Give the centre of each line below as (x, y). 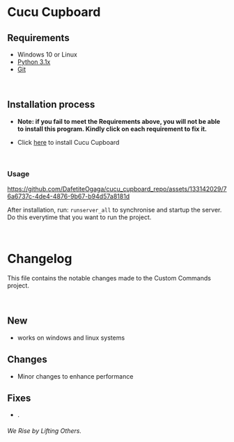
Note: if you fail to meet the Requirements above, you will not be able (119, 121)
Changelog (40, 259)
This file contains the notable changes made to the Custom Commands (109, 278)
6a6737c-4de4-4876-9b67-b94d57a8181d (69, 196)
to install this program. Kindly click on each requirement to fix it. (112, 129)
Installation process (51, 105)
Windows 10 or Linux (47, 54)
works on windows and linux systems (71, 338)
